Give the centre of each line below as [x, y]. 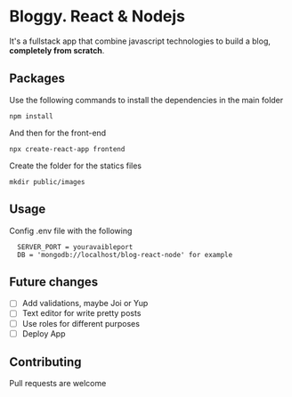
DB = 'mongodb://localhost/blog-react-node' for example [125, 255]
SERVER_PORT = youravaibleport [75, 247]
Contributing [45, 362]
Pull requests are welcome [58, 384]
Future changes [54, 282]
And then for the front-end [58, 133]
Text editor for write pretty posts [81, 313]
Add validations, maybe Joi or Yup [85, 304]
